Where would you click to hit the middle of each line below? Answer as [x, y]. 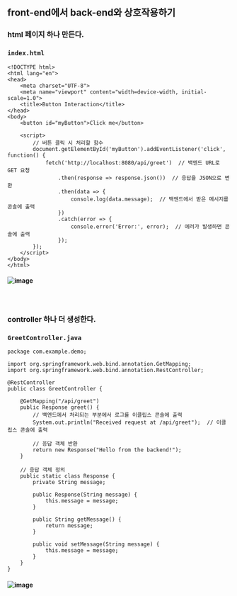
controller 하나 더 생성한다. [52, 320]
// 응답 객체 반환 [55, 444]
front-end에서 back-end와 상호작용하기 [91, 13]
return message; [69, 526]
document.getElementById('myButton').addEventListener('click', [129, 149]
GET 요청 [19, 170]
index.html [26, 53]
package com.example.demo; [47, 352]
